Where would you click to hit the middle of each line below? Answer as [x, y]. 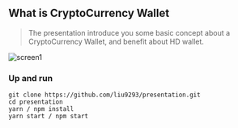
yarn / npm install [41, 109]
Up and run [31, 78]
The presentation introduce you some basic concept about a [129, 32]
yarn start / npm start [49, 117]
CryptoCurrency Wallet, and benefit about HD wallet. [116, 41]
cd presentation [36, 102]
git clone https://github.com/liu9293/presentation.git [104, 95]
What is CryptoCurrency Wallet [89, 13]
